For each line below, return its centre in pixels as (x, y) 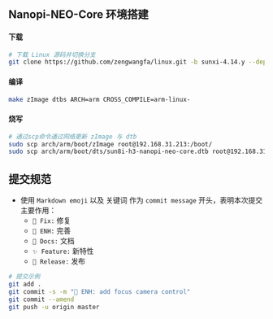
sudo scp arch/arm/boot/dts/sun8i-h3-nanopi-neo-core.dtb (108, 152)
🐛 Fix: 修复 (52, 221)
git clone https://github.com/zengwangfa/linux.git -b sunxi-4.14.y (127, 62)
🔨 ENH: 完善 (52, 231)
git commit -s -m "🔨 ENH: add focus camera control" (100, 291)
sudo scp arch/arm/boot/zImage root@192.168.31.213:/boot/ (110, 144)
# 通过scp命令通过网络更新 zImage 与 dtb (73, 137)
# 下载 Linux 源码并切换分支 (52, 55)
